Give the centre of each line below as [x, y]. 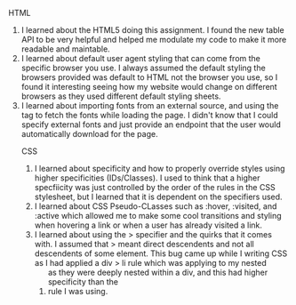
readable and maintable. [65, 49]
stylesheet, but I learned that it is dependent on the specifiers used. [158, 197]
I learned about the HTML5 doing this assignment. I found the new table [153, 30]
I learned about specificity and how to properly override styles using [160, 169]
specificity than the [83, 282]
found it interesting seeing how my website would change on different [149, 87]
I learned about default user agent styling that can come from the [141, 58]
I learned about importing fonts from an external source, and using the [150, 105]
